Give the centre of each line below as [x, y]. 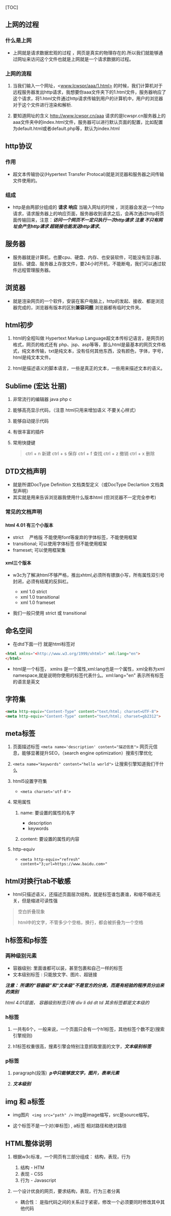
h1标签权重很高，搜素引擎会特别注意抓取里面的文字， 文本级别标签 [82, 1046]
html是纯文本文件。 [33, 357]
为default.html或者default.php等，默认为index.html [66, 128]
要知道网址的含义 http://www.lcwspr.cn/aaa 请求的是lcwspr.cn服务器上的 [89, 116]
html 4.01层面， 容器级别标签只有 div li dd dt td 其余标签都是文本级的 [77, 1002]
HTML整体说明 [29, 1143]
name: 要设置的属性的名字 [48, 813]
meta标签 [20, 733]
